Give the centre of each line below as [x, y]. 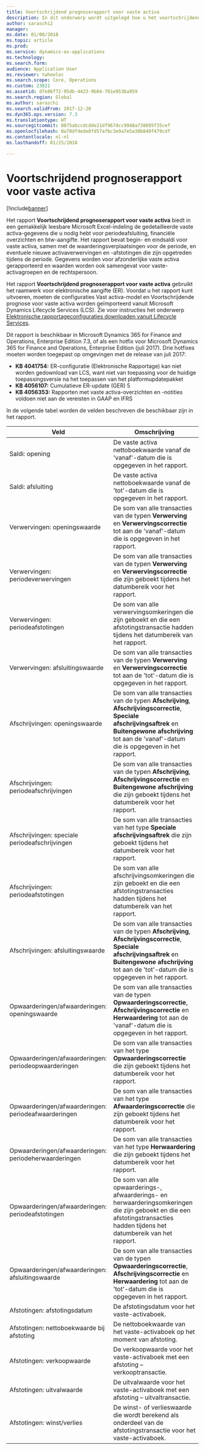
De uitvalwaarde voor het [149, 1382]
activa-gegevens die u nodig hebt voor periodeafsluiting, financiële [91, 233]
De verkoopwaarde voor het [153, 1349]
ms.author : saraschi [33, 103]
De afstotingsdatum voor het [154, 1306]
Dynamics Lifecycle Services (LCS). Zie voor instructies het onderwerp [95, 310]
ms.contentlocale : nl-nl [38, 137]
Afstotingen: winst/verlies [46, 1422]
